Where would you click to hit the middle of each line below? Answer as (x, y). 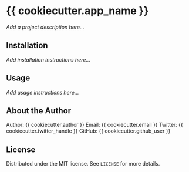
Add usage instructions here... (43, 92)
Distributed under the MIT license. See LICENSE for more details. (83, 164)
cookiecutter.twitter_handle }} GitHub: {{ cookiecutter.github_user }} (88, 131)
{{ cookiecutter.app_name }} (77, 11)
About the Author (39, 111)
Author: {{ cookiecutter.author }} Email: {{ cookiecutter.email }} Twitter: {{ (95, 125)
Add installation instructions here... (48, 59)
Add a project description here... (45, 27)
